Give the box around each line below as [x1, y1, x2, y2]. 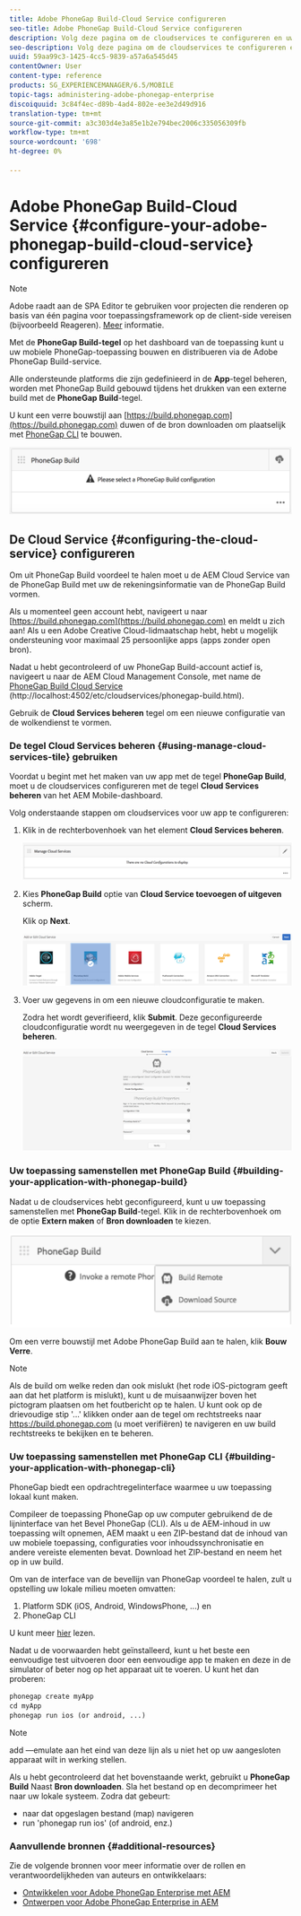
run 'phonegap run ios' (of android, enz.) [21, 1817, 173, 1828]
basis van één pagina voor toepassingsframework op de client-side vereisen [9, 309, 292, 320]
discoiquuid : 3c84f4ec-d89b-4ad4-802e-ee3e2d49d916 [9, 100, 206, 109]
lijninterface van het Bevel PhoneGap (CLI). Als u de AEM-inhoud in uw [9, 1519, 271, 1529]
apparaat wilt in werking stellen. [9, 1754, 127, 1764]
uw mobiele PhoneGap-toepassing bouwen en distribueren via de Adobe [9, 346, 279, 357]
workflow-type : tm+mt [9, 128, 90, 137]
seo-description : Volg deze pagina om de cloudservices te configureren [9, 43, 287, 52]
